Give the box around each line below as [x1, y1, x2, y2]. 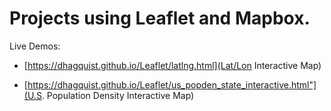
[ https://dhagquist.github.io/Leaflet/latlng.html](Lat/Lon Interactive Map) [23, 59, 322, 71]
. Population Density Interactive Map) [41, 89, 195, 101]
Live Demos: [9, 40, 61, 52]
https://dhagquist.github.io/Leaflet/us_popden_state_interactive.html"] [27, 78, 317, 91]
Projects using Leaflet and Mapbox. [9, 7, 311, 30]
